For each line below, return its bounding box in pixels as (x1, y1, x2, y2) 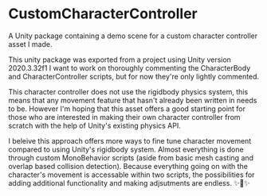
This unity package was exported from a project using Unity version (8, 55, 231, 64)
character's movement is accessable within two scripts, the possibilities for (8, 170, 255, 179)
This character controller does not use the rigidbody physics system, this (8, 86, 249, 96)
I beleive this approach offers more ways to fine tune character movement (8, 136, 252, 145)
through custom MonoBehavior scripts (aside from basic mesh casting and (8, 152, 253, 163)
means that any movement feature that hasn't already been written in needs (8, 95, 257, 105)
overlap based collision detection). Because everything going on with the (8, 161, 249, 171)
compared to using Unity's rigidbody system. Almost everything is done (8, 144, 245, 154)
